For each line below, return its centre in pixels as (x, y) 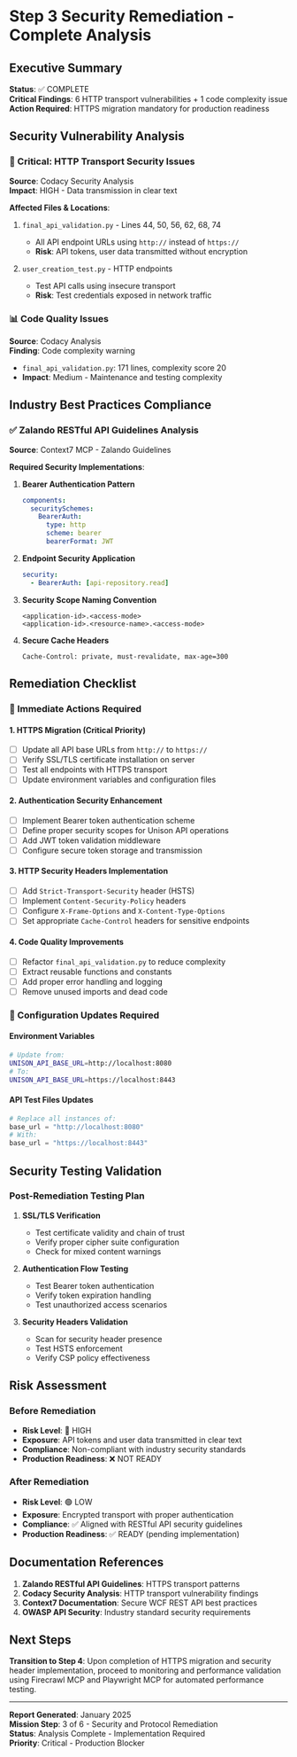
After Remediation (49, 1482)
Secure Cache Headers (65, 640)
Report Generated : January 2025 (70, 1715)
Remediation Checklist (73, 684)
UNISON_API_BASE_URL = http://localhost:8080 (91, 1063)
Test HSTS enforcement (79, 1348)
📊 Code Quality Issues (59, 318)
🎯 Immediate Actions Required (76, 708)
